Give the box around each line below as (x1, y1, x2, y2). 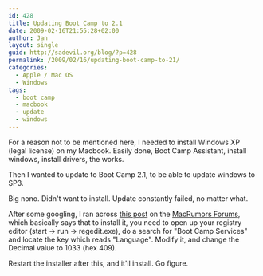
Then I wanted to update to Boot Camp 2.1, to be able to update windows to (8, 169, 256, 179)
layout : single (8, 41, 59, 49)
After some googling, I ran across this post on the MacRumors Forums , (8, 209, 241, 219)
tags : (8, 85, 26, 94)
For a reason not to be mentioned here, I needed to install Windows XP (8, 137, 241, 147)
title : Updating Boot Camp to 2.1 (8, 19, 124, 27)
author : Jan (8, 34, 48, 42)
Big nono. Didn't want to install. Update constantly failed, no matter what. (8, 193, 249, 203)
